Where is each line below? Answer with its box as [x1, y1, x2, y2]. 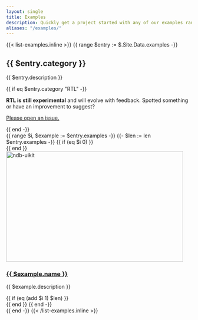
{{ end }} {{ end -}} [6, 301, 52, 308]
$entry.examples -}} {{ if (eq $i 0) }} [6, 138, 94, 146]
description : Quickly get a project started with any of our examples [6, 19, 183, 25]
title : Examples [6, 14, 46, 20]
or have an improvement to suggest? [6, 103, 95, 110]
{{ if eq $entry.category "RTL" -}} [6, 85, 87, 93]
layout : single [6, 8, 44, 15]
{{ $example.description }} [6, 283, 71, 291]
